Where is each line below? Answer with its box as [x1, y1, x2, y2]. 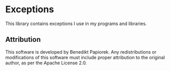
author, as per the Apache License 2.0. [5, 60, 87, 66]
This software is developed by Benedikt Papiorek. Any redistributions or [5, 49, 157, 55]
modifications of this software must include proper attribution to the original [5, 54, 165, 60]
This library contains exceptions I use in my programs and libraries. [5, 20, 147, 27]
